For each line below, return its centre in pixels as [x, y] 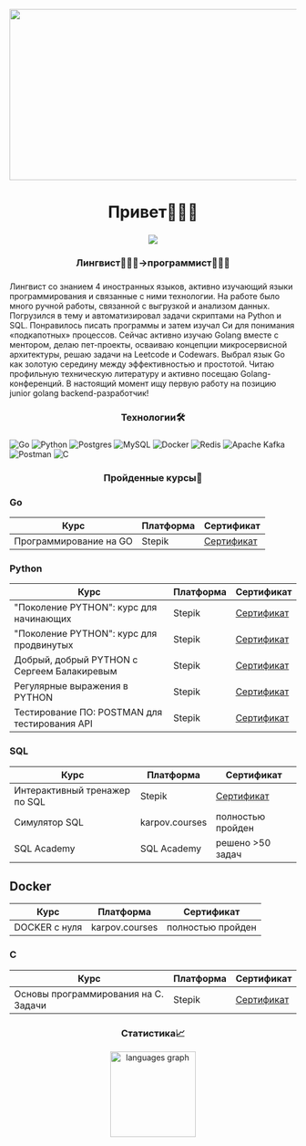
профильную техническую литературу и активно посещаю [124, 373]
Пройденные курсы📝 [153, 477]
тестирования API [53, 724]
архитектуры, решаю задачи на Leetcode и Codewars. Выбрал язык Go [147, 354]
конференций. [37, 383]
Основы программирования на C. [89, 994]
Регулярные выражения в [71, 686]
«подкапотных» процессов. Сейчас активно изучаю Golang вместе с [144, 335]
